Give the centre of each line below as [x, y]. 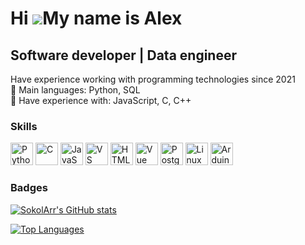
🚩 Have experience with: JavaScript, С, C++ [101, 100]
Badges [29, 188]
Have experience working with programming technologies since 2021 [153, 79]
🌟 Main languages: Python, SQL [75, 90]
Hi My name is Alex [96, 18]
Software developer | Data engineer [123, 55]
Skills [24, 126]
